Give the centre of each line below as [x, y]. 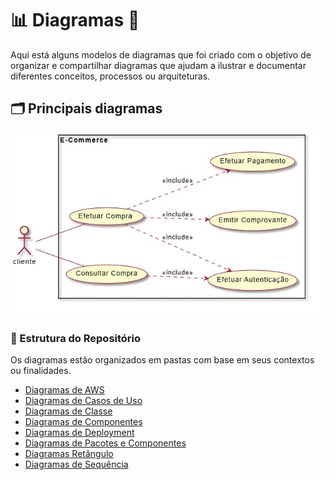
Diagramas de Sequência [76, 464]
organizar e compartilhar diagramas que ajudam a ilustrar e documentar [158, 65]
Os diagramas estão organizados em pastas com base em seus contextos [162, 360]
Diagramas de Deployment [79, 433]
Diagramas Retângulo [69, 454]
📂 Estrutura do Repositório [76, 338]
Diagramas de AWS [64, 390]
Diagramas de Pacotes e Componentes [105, 443]
